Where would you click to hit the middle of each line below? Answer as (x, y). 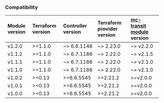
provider (108, 29)
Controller (75, 26)
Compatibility (21, 7)
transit (138, 26)
